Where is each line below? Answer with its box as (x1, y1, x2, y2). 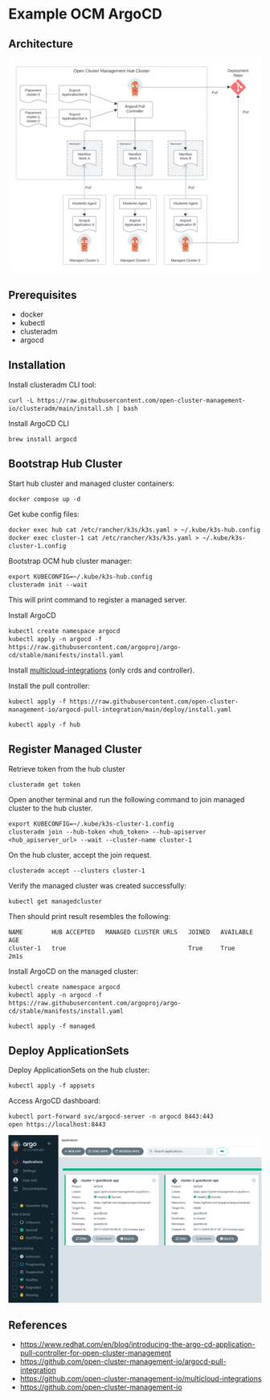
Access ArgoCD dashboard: (8, 1096, 101, 1106)
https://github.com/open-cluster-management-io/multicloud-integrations (19, 1374, 262, 1384)
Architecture (8, 37, 74, 51)
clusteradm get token (8, 781, 81, 789)
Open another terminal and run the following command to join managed (8, 794, 245, 804)
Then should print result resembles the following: (8, 911, 171, 921)
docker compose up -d (8, 495, 81, 503)
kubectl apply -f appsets (8, 1082, 95, 1090)
